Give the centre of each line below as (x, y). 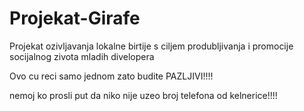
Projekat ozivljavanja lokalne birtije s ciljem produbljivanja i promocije (151, 46)
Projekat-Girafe (75, 18)
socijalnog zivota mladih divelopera (82, 56)
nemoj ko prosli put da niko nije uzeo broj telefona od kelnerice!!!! (143, 95)
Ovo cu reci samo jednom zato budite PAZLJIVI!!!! (111, 76)
